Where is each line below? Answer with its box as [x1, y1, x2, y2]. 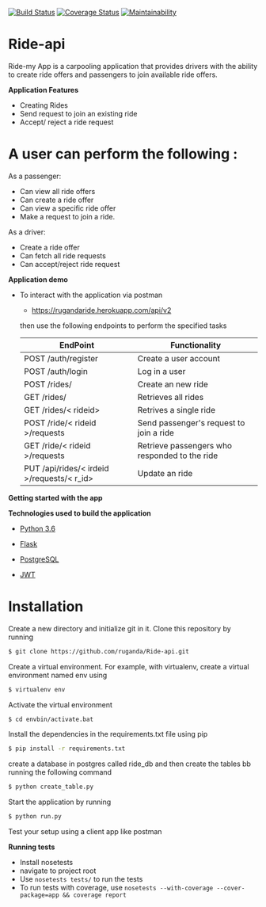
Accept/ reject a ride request [19, 117, 114, 127]
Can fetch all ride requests [19, 250, 107, 261]
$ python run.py [8, 813, 62, 821]
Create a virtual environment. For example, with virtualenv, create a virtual [8, 661, 249, 671]
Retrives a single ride [137, 404, 216, 415]
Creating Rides [19, 100, 69, 110]
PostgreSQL [19, 554, 59, 564]
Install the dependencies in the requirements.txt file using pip [8, 730, 208, 739]
